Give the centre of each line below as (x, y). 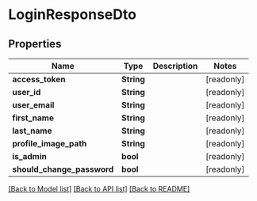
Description (175, 66)
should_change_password (63, 169)
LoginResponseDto (73, 15)
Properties (35, 44)
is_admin (30, 156)
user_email (33, 105)
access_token (39, 79)
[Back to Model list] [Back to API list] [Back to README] (99, 189)
